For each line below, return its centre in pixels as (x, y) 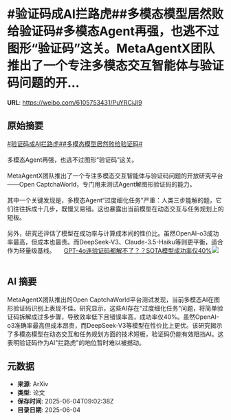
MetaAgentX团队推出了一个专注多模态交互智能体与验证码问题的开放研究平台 (115, 176)
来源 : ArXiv (33, 384)
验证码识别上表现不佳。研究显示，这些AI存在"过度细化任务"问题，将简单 (115, 308)
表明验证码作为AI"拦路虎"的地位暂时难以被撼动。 (76, 342)
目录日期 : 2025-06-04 (49, 410)
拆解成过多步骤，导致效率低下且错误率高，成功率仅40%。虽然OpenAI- (119, 317)
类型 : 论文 (31, 392)
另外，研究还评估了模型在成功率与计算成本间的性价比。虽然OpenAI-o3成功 (113, 233)
